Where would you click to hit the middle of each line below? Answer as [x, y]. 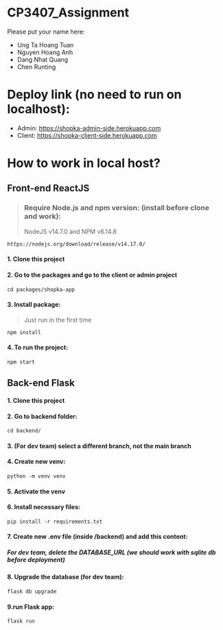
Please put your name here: [46, 32]
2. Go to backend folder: [42, 416]
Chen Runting [36, 67]
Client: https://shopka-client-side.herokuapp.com [87, 135]
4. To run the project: [38, 347]
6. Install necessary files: [44, 507]
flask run [21, 621]
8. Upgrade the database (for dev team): [66, 577]
